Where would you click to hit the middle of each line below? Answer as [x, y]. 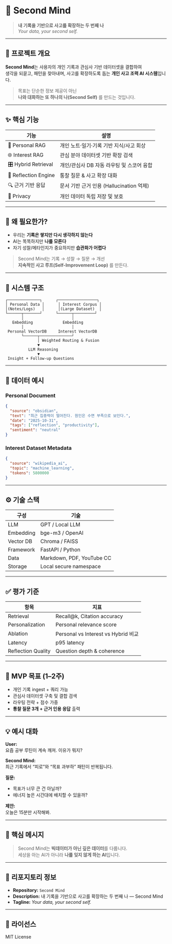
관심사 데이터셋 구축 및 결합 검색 [45, 696]
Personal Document [30, 395]
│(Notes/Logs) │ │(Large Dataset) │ [53, 309]
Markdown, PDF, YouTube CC [76, 558]
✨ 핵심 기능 [22, 120]
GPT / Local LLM [60, 525]
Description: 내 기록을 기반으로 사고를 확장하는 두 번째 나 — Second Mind [88, 896]
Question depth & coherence [90, 651]
